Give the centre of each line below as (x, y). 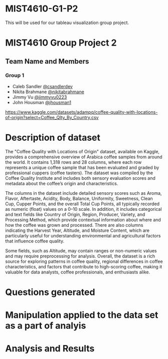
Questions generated (50, 292)
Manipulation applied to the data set (82, 315)
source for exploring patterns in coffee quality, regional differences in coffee (84, 261)
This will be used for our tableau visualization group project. (67, 23)
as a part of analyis (46, 326)
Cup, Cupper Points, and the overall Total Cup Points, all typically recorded (82, 204)
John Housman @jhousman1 (42, 102)
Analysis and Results (50, 349)
